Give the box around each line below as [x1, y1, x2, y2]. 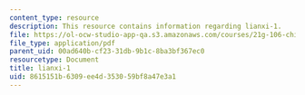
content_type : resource [9, 13, 100, 23]
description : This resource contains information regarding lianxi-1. [9, 22, 282, 31]
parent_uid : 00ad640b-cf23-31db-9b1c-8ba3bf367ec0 [9, 47, 205, 56]
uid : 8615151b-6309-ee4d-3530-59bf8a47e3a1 [9, 72, 177, 81]
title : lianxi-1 [9, 64, 71, 73]
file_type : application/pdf [9, 38, 116, 48]
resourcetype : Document [9, 55, 100, 64]
